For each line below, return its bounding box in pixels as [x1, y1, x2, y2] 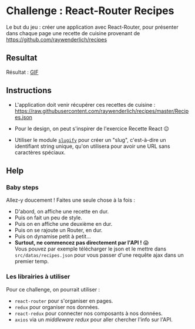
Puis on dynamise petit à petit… [14, 233, 91, 240]
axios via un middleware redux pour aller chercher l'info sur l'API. [14, 316, 173, 323]
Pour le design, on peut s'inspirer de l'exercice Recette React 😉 [14, 125, 169, 132]
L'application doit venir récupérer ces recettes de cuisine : [14, 101, 156, 108]
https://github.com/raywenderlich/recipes [6, 36, 107, 43]
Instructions [6, 86, 52, 96]
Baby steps [6, 183, 39, 191]
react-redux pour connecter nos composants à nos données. [14, 310, 163, 317]
